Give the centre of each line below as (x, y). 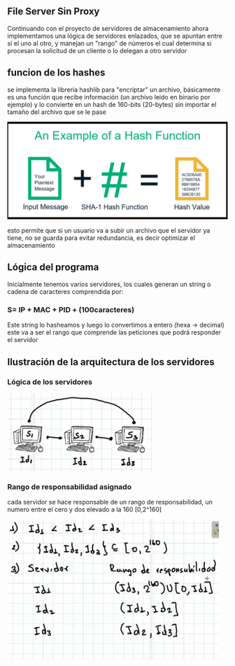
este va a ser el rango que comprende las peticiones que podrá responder (114, 332)
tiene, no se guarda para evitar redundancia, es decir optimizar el (101, 238)
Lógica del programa (53, 268)
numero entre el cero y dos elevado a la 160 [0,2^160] (85, 509)
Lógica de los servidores (50, 382)
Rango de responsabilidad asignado (69, 487)
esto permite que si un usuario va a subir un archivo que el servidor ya (109, 231)
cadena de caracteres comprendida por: (65, 291)
